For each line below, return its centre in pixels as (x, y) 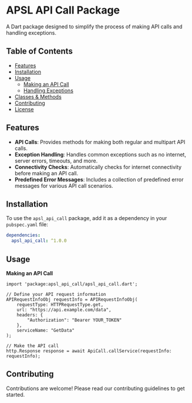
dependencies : (23, 235)
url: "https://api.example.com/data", (64, 309)
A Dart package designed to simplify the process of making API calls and (95, 26)
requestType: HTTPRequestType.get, (60, 304)
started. (16, 394)
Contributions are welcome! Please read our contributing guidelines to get (95, 388)
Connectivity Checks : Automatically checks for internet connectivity (98, 167)
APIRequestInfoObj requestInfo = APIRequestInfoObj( (72, 299)
